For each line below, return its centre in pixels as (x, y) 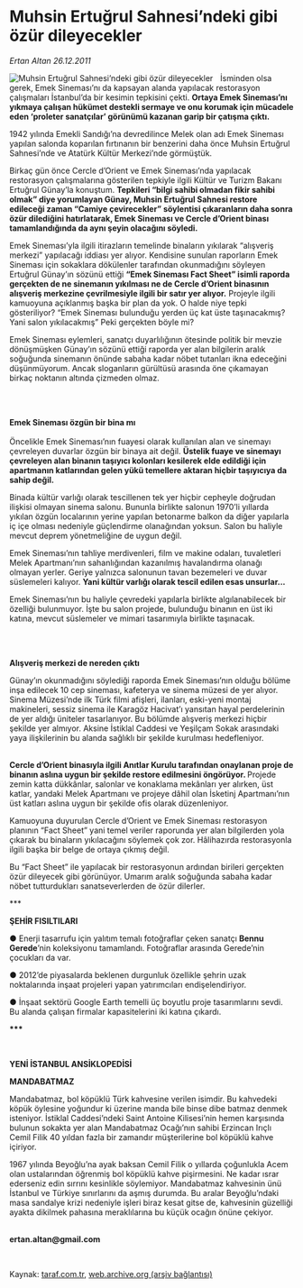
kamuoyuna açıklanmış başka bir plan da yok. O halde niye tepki (128, 303)
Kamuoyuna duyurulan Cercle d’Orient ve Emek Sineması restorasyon (138, 820)
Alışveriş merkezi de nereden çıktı (74, 662)
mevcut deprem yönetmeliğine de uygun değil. (96, 535)
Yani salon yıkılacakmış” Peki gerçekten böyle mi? (102, 322)
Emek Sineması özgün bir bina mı (73, 422)
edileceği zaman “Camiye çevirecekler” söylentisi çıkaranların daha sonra (151, 208)
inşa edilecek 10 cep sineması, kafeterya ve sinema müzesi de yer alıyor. (144, 690)
